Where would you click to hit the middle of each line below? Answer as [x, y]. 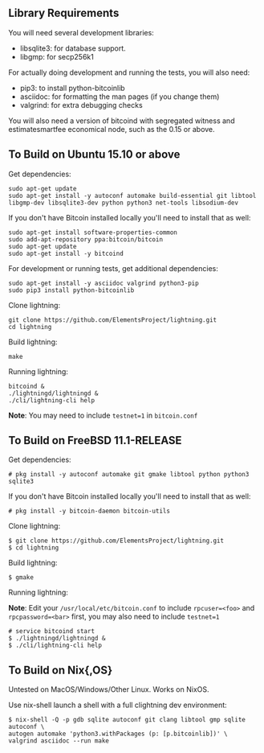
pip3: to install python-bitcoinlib [73, 88]
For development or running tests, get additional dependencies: [113, 268]
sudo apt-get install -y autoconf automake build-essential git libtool [132, 195]
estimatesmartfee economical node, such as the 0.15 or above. [112, 129]
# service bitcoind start [51, 632]
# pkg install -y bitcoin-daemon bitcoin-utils [89, 511]
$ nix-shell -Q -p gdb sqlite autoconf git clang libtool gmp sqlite [127, 720]
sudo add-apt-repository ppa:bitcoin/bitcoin [85, 239]
